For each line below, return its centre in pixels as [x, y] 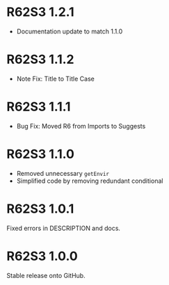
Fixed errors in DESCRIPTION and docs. [64, 228]
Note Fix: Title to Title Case [55, 79]
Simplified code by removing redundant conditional [90, 181]
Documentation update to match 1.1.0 [70, 31]
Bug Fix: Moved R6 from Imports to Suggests [81, 126]
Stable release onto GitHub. [46, 275]
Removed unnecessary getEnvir [63, 173]
